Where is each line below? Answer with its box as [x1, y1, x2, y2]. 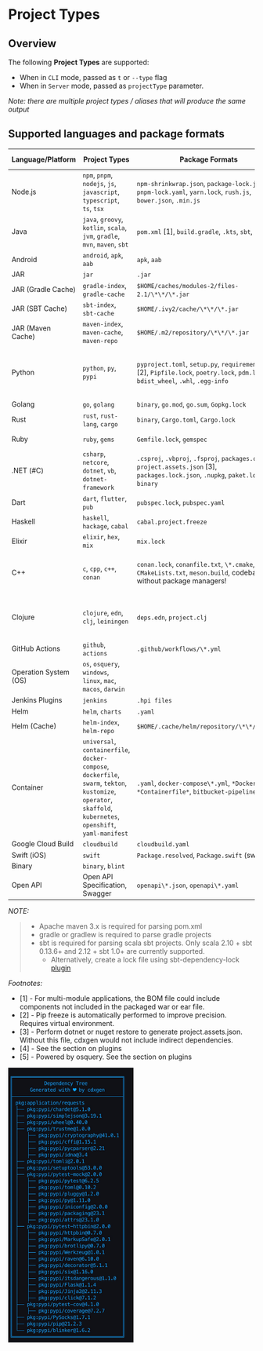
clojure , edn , [82, 608, 124, 618]
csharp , [82, 449, 106, 458]
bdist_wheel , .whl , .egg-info [136, 375, 229, 385]
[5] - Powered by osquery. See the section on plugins [19, 1052, 193, 1061]
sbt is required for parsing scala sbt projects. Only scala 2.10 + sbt [38, 938, 253, 948]
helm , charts [82, 707, 122, 716]
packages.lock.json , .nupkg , [136, 469, 227, 480]
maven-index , [82, 319, 124, 329]
